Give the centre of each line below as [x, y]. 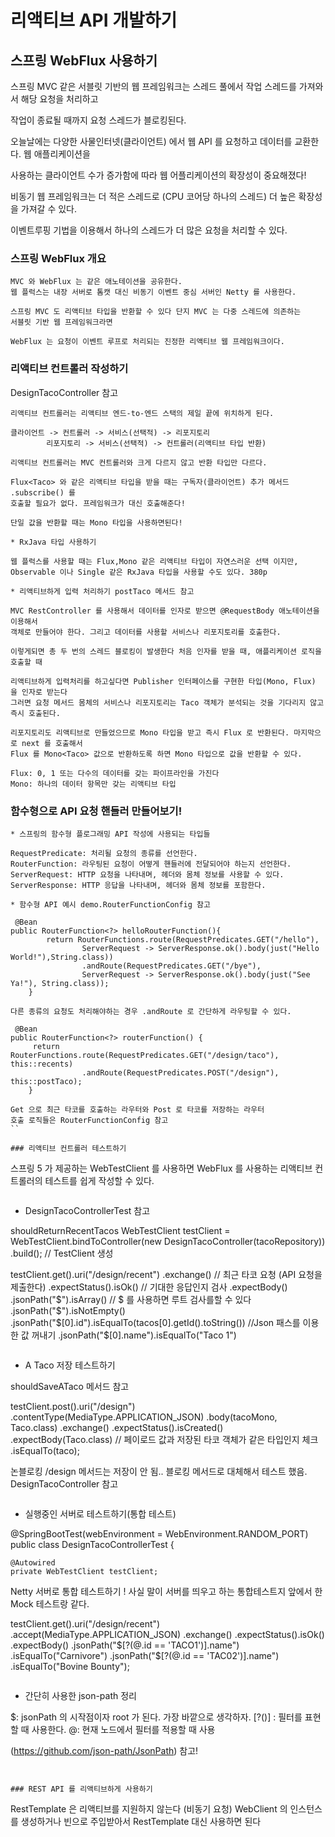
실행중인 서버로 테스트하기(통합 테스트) [100, 1513]
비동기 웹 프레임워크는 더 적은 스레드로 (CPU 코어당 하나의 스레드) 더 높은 [153, 196]
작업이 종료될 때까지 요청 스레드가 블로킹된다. [98, 120]
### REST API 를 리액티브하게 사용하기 [81, 1789]
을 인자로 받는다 [39, 692]
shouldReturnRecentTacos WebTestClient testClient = [120, 1230]
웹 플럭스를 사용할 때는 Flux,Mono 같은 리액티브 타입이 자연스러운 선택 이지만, [154, 561]
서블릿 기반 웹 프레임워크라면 [61, 322]
